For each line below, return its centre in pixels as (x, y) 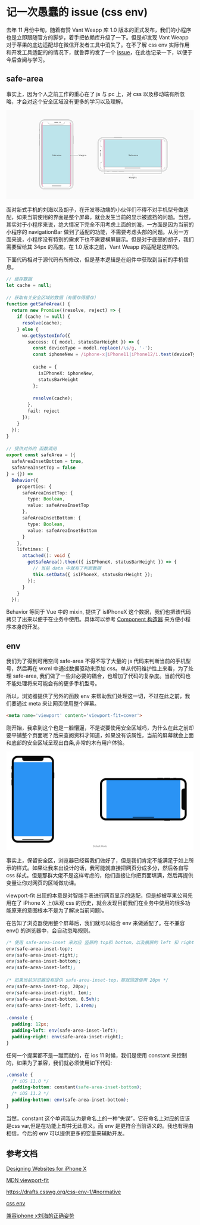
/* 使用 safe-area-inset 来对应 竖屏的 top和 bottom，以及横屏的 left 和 (92, 942)
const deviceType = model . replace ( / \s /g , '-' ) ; (93, 348)
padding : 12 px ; (30, 1024)
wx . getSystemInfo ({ (46, 335)
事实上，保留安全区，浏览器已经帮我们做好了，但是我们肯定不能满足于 (92, 860)
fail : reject (44, 411)
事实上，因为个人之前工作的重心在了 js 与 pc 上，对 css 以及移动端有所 (93, 94)
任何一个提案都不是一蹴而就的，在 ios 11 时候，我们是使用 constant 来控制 (97, 1055)
